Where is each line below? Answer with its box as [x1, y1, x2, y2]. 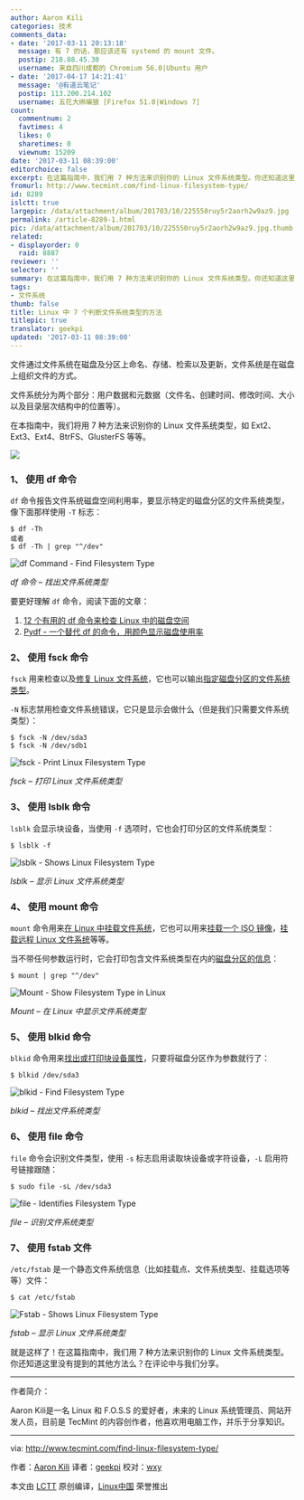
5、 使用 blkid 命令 [10, 1030, 91, 1043]
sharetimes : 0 [18, 139, 71, 148]
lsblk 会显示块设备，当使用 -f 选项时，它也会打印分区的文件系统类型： [10, 822, 274, 833]
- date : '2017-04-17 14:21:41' [10, 72, 128, 81]
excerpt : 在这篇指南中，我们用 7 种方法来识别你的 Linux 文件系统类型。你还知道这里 [10, 173, 296, 182]
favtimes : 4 [18, 123, 64, 132]
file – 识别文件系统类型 [10, 1216, 94, 1227]
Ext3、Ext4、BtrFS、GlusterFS [10, 431, 125, 441]
